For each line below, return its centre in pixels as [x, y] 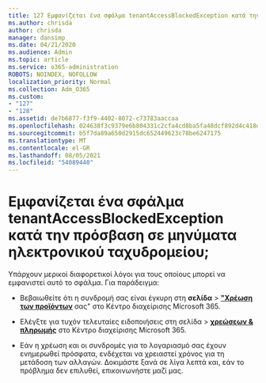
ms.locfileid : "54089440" [51, 163]
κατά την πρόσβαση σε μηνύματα [123, 235]
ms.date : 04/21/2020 [42, 45]
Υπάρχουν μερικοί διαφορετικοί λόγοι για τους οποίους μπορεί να [117, 275]
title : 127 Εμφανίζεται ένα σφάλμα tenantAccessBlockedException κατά [127, 15]
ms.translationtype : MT [47, 140]
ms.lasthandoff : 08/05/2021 [55, 155]
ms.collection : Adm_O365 [49, 89]
